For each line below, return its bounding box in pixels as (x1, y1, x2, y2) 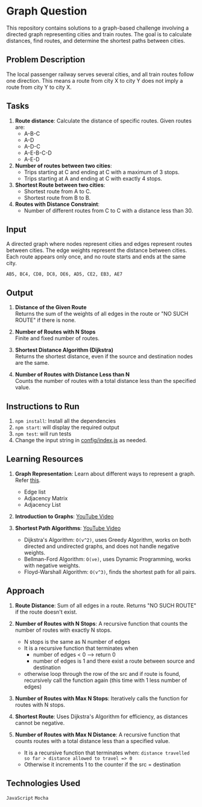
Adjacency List (24, 501, 62, 508)
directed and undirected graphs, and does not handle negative (24, 542, 180, 550)
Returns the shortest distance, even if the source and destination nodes (14, 353, 193, 360)
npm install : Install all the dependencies (14, 417, 116, 424)
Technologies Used (6, 778, 80, 789)
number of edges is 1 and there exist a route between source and (33, 657, 195, 664)
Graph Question (6, 4, 87, 18)
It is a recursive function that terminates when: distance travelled (24, 749, 190, 756)
